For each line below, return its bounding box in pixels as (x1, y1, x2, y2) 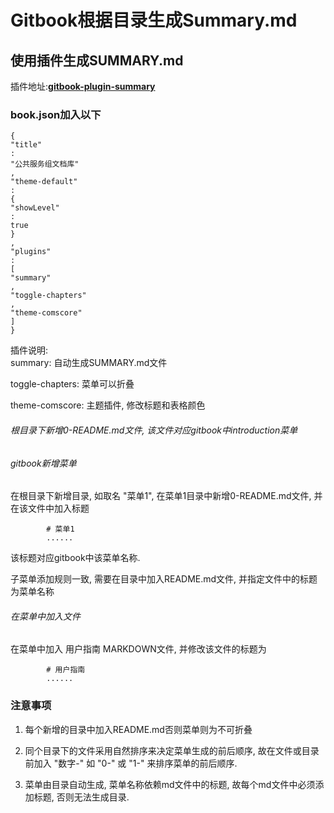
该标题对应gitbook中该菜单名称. (10, 552, 141, 564)
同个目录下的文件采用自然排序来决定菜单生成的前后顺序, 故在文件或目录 (24, 744, 320, 756)
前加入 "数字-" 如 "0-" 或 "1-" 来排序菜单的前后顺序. (24, 757, 238, 769)
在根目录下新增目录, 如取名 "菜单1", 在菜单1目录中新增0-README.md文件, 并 (10, 490, 323, 502)
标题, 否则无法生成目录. (33, 791, 130, 803)
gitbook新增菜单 (10, 457, 77, 469)
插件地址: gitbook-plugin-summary (10, 81, 156, 92)
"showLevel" (10, 203, 60, 213)
